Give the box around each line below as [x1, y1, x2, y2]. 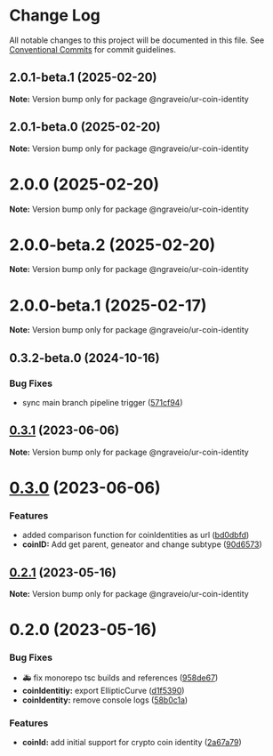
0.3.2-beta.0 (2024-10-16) [9, 350, 160, 366]
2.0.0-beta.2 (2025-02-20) [9, 235, 216, 254]
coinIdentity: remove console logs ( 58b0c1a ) [21, 695, 189, 705]
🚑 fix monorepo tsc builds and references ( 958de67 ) [21, 672, 219, 683]
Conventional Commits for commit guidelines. [9, 44, 176, 54]
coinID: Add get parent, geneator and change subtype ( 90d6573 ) [21, 539, 262, 550]
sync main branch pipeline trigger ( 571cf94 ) [21, 398, 183, 408]
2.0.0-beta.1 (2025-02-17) [9, 295, 207, 316]
